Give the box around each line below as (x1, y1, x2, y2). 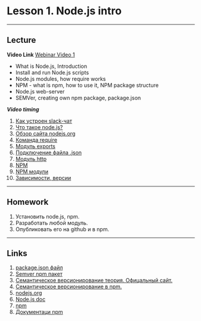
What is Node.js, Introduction (15, 63, 87, 70)
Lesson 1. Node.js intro (7, 4, 122, 18)
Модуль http (15, 155, 47, 162)
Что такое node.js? (15, 123, 63, 130)
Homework (7, 197, 49, 207)
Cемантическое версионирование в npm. (15, 283, 122, 290)
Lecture (7, 35, 36, 45)
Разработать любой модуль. (15, 219, 88, 226)
